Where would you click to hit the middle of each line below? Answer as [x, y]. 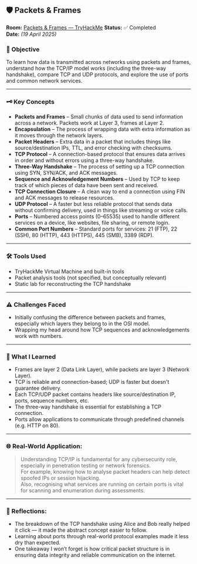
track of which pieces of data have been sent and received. [86, 185]
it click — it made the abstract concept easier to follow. [81, 530]
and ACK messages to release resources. [64, 198]
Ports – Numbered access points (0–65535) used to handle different [97, 217]
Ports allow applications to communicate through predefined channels [99, 420]
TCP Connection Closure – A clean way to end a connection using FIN [100, 192]
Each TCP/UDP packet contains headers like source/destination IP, [95, 394]
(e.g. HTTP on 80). [37, 425]
